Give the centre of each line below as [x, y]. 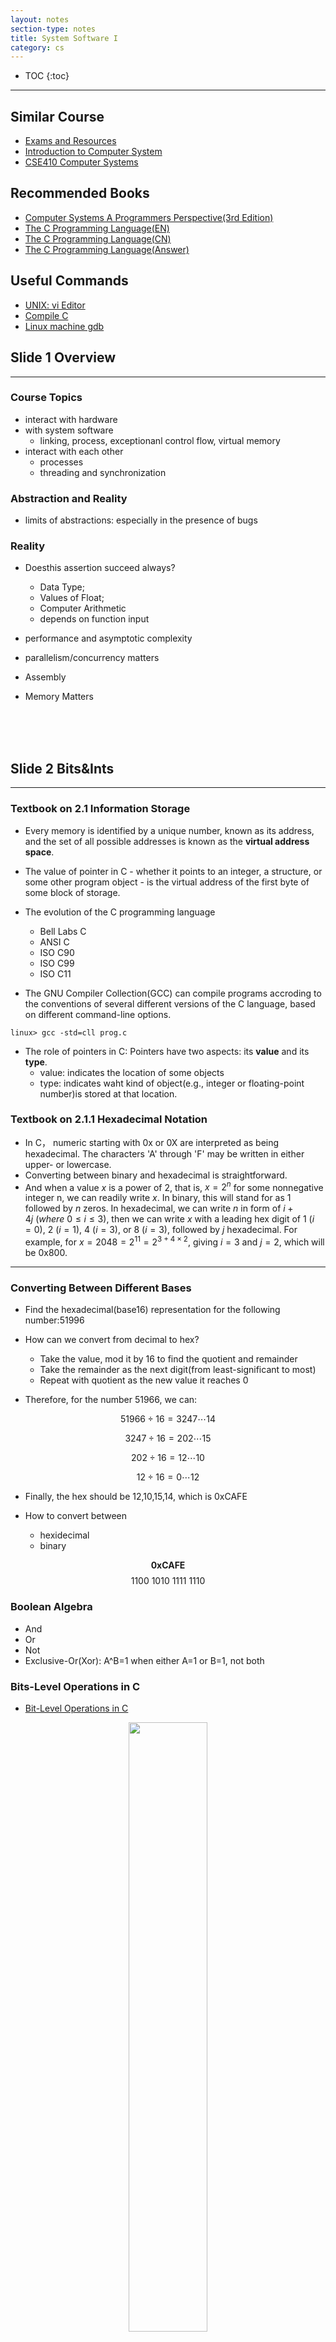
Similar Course [57, 116]
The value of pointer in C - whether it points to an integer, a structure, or [173, 871]
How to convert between [76, 1516]
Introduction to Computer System [93, 152]
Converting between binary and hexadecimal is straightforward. [156, 1175]
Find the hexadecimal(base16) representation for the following [152, 1310]
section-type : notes [53, 29]
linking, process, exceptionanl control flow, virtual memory [160, 440]
